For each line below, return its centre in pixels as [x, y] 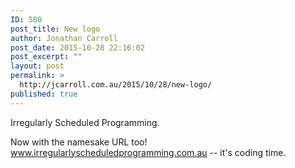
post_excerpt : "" [46, 57]
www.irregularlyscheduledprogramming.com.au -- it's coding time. [148, 152]
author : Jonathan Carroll [64, 38]
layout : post [37, 66]
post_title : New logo [55, 29]
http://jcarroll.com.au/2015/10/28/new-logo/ [116, 85]
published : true [44, 94]
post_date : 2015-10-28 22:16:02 [77, 47]
